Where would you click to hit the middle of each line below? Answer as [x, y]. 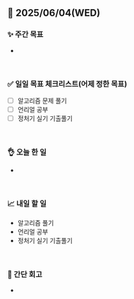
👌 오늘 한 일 [27, 152]
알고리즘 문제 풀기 [42, 101]
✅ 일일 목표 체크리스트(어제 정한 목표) [67, 84]
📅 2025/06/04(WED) [54, 13]
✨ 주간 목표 [25, 35]
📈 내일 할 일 [27, 204]
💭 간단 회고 [25, 274]
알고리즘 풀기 [36, 222]
